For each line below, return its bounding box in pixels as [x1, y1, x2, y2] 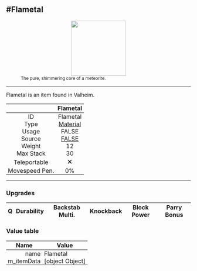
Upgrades [6, 189, 35, 197]
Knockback [90, 207, 123, 215]
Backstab [53, 203, 80, 211]
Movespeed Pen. [8, 167, 55, 175]
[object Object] [43, 257, 86, 265]
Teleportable [13, 158, 49, 166]
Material [58, 120, 81, 128]
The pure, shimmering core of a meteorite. [21, 75, 106, 81]
